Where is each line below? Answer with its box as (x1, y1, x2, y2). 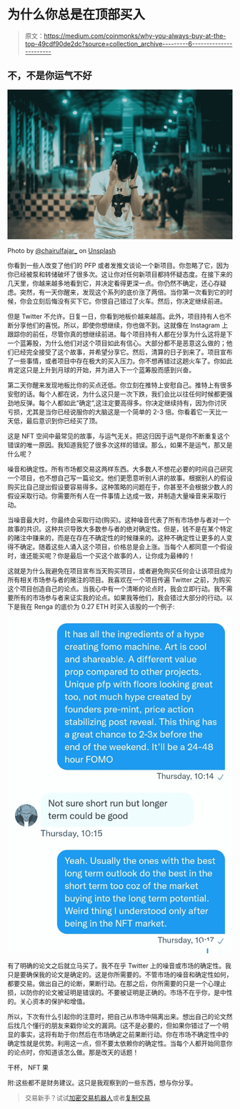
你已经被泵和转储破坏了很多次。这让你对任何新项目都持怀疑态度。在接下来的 (7, 270, 233, 279)
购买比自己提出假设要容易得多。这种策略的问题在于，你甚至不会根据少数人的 (7, 483, 233, 492)
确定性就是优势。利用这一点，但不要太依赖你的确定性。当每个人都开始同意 (7, 1039, 226, 1048)
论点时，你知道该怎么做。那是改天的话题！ (13, 1048, 139, 1056)
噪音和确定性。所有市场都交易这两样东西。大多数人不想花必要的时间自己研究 (7, 465, 233, 474)
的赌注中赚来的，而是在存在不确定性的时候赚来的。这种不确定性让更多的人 (7, 534, 226, 542)
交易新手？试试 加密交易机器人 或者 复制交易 (24, 1093, 151, 1102)
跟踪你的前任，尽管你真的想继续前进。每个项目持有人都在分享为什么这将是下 (7, 330, 233, 339)
